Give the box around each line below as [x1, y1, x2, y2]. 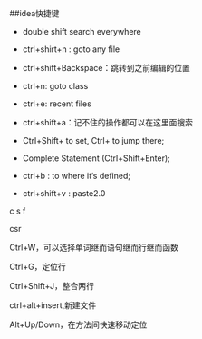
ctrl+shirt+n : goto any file [22, 44, 120, 55]
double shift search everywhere [22, 26, 142, 36]
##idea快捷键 [9, 8, 60, 18]
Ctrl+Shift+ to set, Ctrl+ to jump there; [22, 135, 165, 145]
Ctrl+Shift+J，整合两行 [9, 281, 95, 291]
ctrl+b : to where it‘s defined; [22, 171, 131, 181]
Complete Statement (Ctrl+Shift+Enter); [22, 153, 170, 164]
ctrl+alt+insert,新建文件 [9, 300, 97, 311]
